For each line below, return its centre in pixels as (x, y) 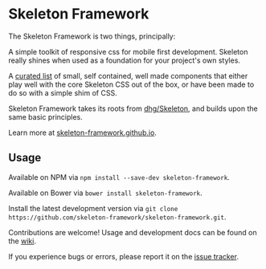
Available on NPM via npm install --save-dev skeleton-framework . (119, 177)
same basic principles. (45, 116)
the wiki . (22, 241)
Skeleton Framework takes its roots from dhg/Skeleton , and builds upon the (133, 108)
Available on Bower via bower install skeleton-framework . (105, 193)
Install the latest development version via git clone (93, 208)
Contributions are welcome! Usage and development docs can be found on (133, 232)
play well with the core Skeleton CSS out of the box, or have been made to (131, 84)
